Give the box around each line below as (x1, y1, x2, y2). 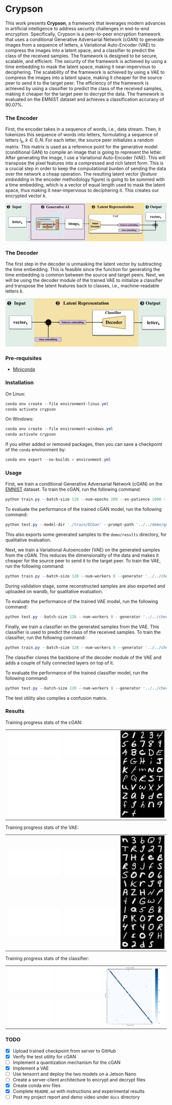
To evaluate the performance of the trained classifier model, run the (5, 670, 148, 676)
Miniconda (12, 366, 35, 372)
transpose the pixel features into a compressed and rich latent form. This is (5, 160, 164, 166)
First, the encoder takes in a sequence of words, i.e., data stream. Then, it (5, 126, 161, 132)
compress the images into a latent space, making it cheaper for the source (5, 74, 162, 80)
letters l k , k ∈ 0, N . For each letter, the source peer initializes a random (5, 137, 154, 144)
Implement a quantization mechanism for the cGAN (12, 1059, 121, 1066)
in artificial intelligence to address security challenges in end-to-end (5, 25, 149, 31)
